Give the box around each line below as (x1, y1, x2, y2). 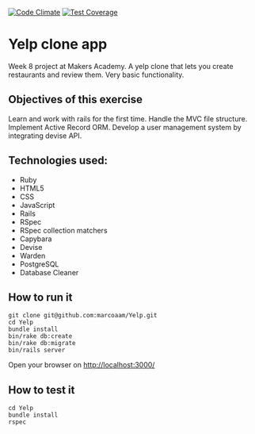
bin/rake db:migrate (8, 340, 77, 348)
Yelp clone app (8, 36, 108, 53)
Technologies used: (8, 154, 108, 167)
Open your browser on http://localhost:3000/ (8, 360, 155, 370)
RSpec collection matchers (19, 225, 108, 235)
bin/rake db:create (8, 332, 73, 340)
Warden (19, 251, 46, 260)
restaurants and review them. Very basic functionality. (8, 70, 185, 79)
